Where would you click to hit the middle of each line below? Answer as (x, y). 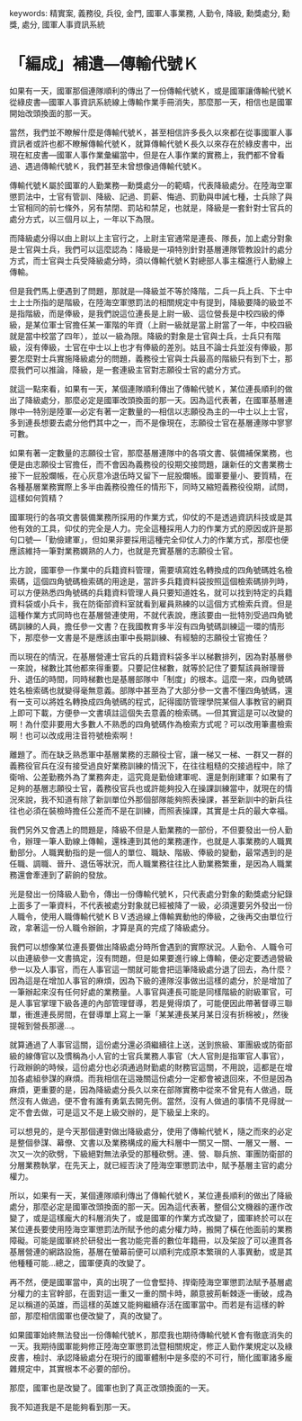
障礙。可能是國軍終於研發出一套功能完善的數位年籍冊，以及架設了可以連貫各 (151, 1240)
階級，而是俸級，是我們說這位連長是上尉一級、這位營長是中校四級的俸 (155, 313)
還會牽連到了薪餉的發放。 (64, 875)
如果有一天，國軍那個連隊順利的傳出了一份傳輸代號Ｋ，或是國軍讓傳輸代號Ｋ (151, 90)
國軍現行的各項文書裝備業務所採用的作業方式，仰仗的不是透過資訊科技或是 (147, 517)
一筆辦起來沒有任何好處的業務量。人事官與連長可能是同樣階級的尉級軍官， (147, 992)
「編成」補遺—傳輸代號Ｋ (104, 64)
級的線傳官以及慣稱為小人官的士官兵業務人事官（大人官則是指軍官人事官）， (149, 1056)
